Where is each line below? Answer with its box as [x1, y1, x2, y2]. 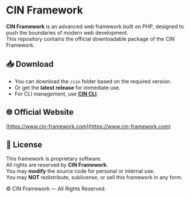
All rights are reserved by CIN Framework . [6, 162, 108, 169]
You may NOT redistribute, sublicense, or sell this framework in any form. [6, 174, 183, 181]
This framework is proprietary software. [6, 155, 102, 162]
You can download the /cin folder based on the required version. [14, 77, 171, 85]
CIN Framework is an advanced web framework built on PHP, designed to [6, 23, 184, 30]
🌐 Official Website [6, 107, 74, 117]
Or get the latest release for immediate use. [14, 84, 121, 91]
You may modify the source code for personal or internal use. [6, 168, 155, 175]
